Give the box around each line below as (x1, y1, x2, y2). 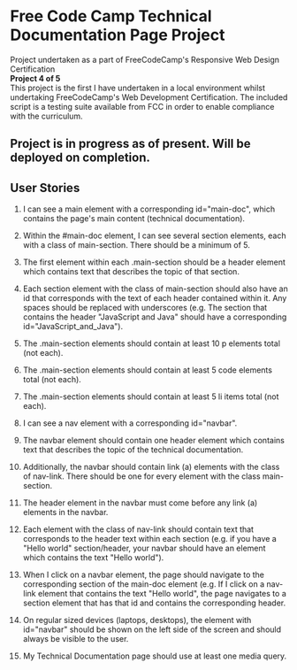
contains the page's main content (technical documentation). (22, 213, 246, 224)
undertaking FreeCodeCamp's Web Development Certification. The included (10, 91, 288, 103)
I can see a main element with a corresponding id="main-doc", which (22, 204, 276, 214)
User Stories (10, 180, 80, 196)
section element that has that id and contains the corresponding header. (22, 597, 286, 608)
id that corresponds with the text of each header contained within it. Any (22, 293, 287, 304)
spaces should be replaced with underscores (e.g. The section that (22, 303, 268, 313)
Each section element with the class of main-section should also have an (22, 283, 288, 294)
